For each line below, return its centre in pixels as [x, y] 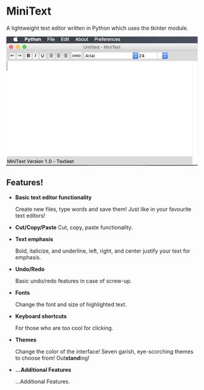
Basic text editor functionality [53, 197]
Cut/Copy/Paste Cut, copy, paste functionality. [74, 227]
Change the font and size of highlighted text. [71, 304]
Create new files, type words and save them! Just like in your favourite [103, 209]
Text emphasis [34, 239]
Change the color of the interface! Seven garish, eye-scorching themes [104, 351]
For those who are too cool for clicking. [64, 328]
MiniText [29, 11]
